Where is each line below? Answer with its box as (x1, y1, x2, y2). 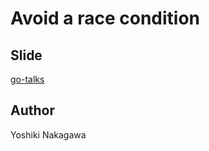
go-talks (10, 73, 45, 85)
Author (10, 102, 55, 119)
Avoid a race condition (10, 7, 201, 30)
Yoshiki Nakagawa (10, 128, 87, 141)
